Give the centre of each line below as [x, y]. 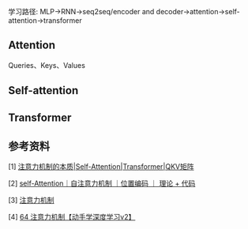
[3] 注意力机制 [31, 201]
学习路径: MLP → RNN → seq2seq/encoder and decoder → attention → [116, 11]
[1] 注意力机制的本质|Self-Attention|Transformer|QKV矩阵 [101, 167]
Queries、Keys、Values [47, 65]
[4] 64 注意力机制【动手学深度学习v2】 [72, 217]
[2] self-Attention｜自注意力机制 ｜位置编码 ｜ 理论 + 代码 [102, 183]
